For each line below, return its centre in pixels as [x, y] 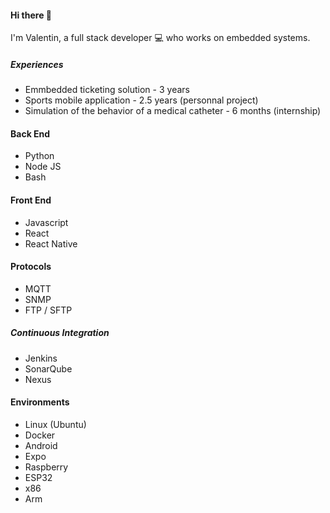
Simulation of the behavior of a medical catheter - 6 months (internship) [173, 111]
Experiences [37, 64]
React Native [51, 243]
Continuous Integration [60, 333]
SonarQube [48, 368]
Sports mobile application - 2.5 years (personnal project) [141, 100]
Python [39, 156]
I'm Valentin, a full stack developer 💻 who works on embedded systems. [160, 38]
